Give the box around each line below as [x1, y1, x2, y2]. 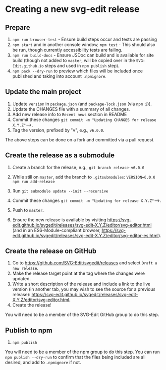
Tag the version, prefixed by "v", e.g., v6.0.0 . [12, 127, 105, 133]
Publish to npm [5, 326, 53, 334]
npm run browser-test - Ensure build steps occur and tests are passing [12, 36, 157, 42]
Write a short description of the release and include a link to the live [12, 281, 151, 287]
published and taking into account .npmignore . [12, 73, 107, 79]
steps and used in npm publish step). [44, 63, 120, 68]
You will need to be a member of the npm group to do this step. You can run [5, 349, 160, 355]
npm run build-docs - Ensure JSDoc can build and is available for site [12, 52, 154, 58]
